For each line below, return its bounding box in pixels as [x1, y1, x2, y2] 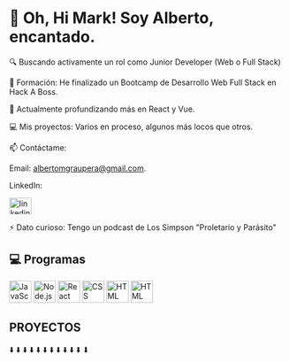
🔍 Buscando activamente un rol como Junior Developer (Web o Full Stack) [9, 57, 281, 67]
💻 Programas [9, 252, 86, 267]
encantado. [9, 27, 95, 47]
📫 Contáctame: [9, 142, 67, 153]
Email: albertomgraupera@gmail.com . [9, 163, 147, 173]
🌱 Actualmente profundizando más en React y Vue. [9, 104, 195, 114]
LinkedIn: [9, 180, 42, 190]
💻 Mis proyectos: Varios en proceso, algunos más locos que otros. [9, 121, 254, 132]
